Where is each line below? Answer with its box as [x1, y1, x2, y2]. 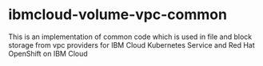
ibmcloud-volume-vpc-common [8, 6, 228, 24]
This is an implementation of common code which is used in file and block [8, 32, 253, 41]
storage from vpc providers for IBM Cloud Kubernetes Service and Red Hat [8, 40, 255, 49]
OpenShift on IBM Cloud [8, 49, 88, 58]
